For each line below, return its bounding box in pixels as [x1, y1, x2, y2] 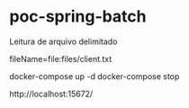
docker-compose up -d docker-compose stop [9, 70, 180, 82]
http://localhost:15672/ [9, 88, 94, 99]
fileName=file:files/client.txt [9, 53, 112, 64]
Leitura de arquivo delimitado [9, 36, 118, 47]
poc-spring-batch [9, 6, 147, 27]
